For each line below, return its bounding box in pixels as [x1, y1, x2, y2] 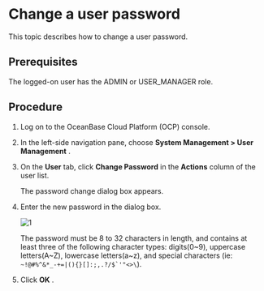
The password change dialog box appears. [19, 186, 164, 195]
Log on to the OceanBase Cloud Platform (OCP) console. [19, 122, 210, 131]
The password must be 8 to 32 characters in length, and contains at [19, 233, 248, 243]
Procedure [8, 101, 63, 114]
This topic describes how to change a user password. [8, 32, 188, 41]
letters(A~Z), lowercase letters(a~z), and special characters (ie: [19, 250, 233, 260]
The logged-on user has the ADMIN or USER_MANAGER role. [8, 76, 214, 86]
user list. [19, 170, 50, 180]
